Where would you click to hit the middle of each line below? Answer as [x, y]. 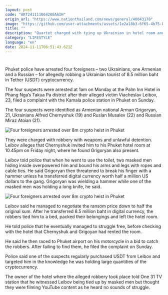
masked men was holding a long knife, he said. [53, 186]
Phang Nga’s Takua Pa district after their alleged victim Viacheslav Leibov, [81, 94]
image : [12, 24]
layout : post [19, 10]
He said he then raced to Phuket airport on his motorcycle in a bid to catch [82, 241]
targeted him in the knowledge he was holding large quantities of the [76, 261]
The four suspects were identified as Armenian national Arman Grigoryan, [81, 109]
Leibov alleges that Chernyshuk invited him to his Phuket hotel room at [78, 145]
